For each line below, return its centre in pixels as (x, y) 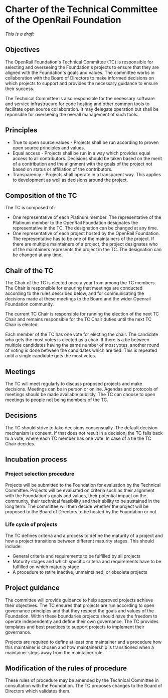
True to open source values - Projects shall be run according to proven (86, 142)
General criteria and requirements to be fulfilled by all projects (76, 556)
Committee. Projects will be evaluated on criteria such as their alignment (80, 490)
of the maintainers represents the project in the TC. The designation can (87, 250)
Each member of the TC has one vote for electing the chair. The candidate (82, 334)
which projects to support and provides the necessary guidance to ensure (81, 83)
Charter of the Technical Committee (81, 9)
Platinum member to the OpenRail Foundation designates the (75, 223)
